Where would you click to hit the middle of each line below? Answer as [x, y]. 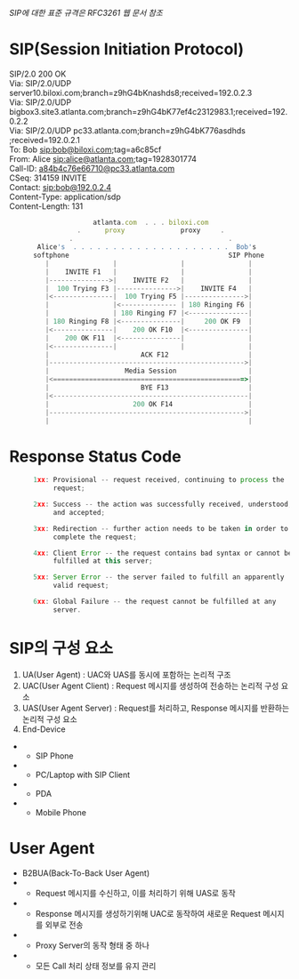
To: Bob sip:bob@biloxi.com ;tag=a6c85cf [85, 149]
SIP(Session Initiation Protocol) [127, 49]
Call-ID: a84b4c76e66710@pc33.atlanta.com [92, 168]
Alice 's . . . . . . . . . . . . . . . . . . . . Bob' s [146, 247]
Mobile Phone [61, 812]
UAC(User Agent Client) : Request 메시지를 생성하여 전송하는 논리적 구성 [150, 686]
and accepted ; [79, 512]
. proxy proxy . [151, 230]
